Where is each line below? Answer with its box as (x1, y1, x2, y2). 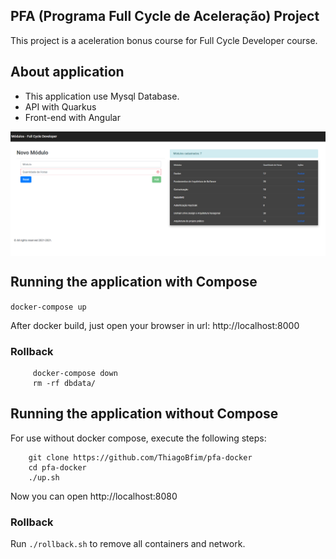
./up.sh (28, 472, 60, 483)
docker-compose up (10, 302, 87, 312)
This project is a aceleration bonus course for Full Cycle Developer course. (10, 34, 318, 46)
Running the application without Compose (10, 405, 279, 423)
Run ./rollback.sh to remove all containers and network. (10, 538, 246, 550)
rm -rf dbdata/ (32, 379, 97, 389)
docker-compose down (32, 369, 118, 379)
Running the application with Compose (10, 274, 258, 291)
